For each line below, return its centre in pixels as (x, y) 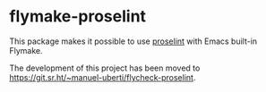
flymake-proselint (77, 17)
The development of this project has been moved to (105, 68)
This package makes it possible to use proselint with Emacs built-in (133, 41)
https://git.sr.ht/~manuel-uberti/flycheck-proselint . (103, 77)
